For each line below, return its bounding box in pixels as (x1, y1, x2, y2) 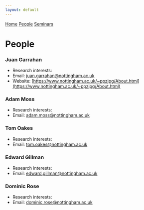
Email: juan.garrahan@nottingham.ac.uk (12, 73, 95, 79)
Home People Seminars (5, 21, 54, 27)
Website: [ (12, 78, 34, 84)
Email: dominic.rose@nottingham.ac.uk (12, 200, 93, 206)
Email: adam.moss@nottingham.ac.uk (12, 112, 90, 118)
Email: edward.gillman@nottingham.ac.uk (12, 170, 98, 176)
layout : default (5, 7, 39, 12)
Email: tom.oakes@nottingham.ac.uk (12, 141, 88, 147)
